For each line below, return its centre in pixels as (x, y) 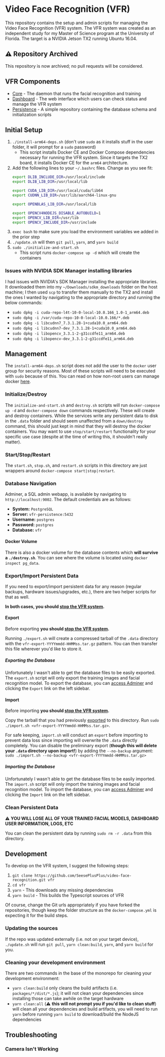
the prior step (26, 237)
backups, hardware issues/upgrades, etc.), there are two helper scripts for (81, 592)
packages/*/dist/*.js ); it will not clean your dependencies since (78, 993)
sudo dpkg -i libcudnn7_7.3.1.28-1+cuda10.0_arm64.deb (70, 323)
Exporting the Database (30, 660)
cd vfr (19, 886)
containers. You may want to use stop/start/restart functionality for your (81, 431)
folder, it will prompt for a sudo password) (54, 147)
